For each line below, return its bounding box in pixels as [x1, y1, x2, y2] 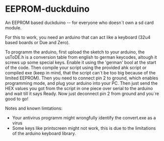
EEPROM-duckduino [5, 3, 90, 15]
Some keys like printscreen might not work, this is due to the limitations [12, 125, 156, 131]
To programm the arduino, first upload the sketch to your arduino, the [5, 49, 145, 55]
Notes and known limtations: [5, 105, 63, 111]
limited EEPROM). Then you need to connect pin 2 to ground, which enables [5, 75, 158, 81]
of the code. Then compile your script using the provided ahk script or [5, 65, 147, 70]
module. [5, 24, 22, 30]
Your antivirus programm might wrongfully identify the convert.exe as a [12, 115, 156, 120]
